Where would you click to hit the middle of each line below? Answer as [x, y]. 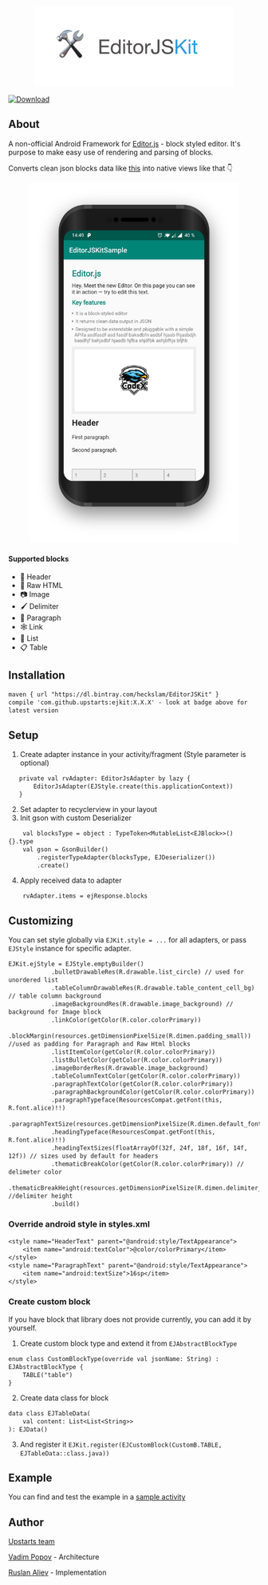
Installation [37, 676]
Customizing [41, 921]
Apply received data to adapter [71, 881]
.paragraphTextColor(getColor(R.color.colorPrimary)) [142, 1084]
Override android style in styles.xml [79, 1224]
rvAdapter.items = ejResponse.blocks [85, 896]
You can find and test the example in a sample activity [97, 1497]
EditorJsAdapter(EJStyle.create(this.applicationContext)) [133, 786]
